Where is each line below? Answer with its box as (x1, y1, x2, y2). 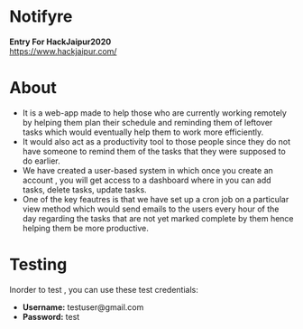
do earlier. (22, 155, 60, 166)
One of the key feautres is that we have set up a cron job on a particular (22, 193, 289, 204)
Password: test (22, 311, 80, 322)
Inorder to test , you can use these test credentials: (9, 284, 198, 295)
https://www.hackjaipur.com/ (9, 45, 117, 56)
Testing (9, 255, 68, 275)
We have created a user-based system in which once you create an (22, 164, 273, 175)
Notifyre (9, 6, 73, 27)
